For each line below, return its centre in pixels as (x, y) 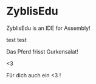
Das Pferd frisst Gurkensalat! (43, 51)
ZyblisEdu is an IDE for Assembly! (48, 28)
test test (17, 40)
